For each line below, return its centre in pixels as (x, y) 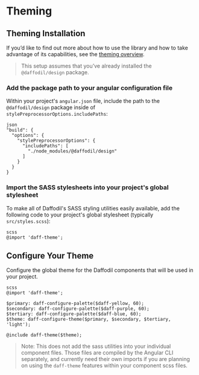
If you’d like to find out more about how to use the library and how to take (97, 48)
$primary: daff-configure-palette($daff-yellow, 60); (75, 304)
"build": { (20, 130)
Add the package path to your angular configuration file (90, 87)
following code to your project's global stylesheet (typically (80, 215)
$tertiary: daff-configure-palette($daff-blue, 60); (74, 314)
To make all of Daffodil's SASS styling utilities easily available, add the (93, 208)
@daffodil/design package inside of (51, 107)
